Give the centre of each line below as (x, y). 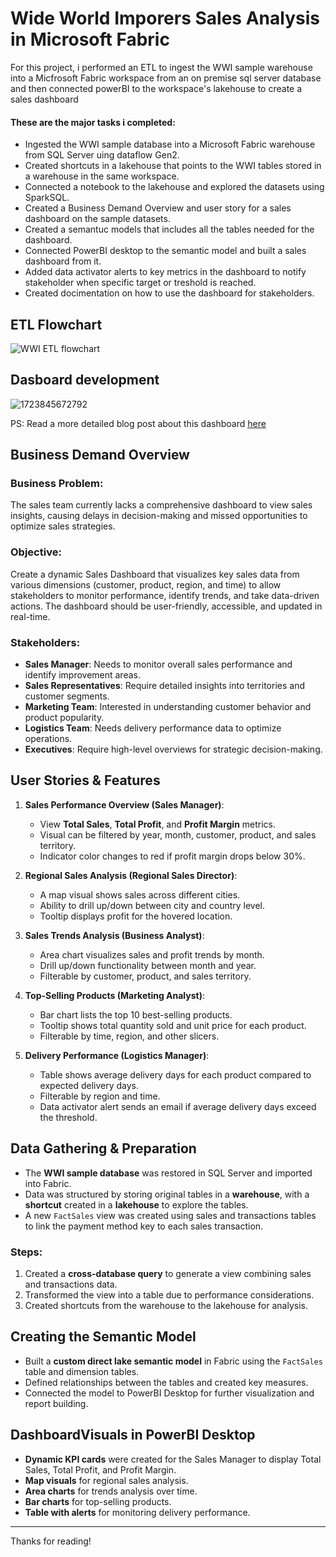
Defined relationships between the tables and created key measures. (166, 1382)
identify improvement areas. (82, 675)
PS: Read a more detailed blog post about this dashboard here (138, 423)
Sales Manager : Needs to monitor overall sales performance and (158, 664)
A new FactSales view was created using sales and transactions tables (170, 1215)
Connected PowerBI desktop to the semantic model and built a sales (165, 251)
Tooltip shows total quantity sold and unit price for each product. (173, 1025)
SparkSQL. (47, 198)
